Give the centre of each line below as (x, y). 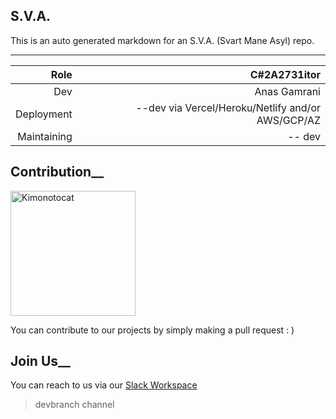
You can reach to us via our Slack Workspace (104, 385)
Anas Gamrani (287, 91)
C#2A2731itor (285, 74)
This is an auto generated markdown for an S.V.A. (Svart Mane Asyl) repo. (162, 40)
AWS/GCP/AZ (288, 120)
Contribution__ (57, 172)
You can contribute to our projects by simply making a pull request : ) (152, 330)
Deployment (44, 114)
